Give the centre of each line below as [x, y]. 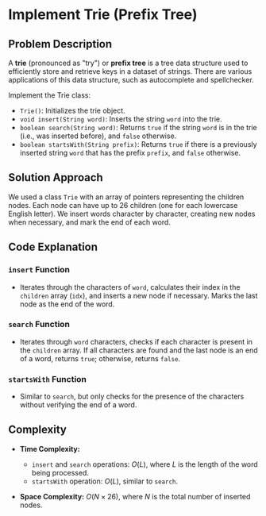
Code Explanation [53, 247]
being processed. [60, 472]
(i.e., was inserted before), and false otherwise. [98, 136]
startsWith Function [48, 379]
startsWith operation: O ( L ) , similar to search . [105, 481]
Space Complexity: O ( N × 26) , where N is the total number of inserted [135, 496]
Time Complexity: [50, 449]
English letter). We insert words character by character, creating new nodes [132, 214]
